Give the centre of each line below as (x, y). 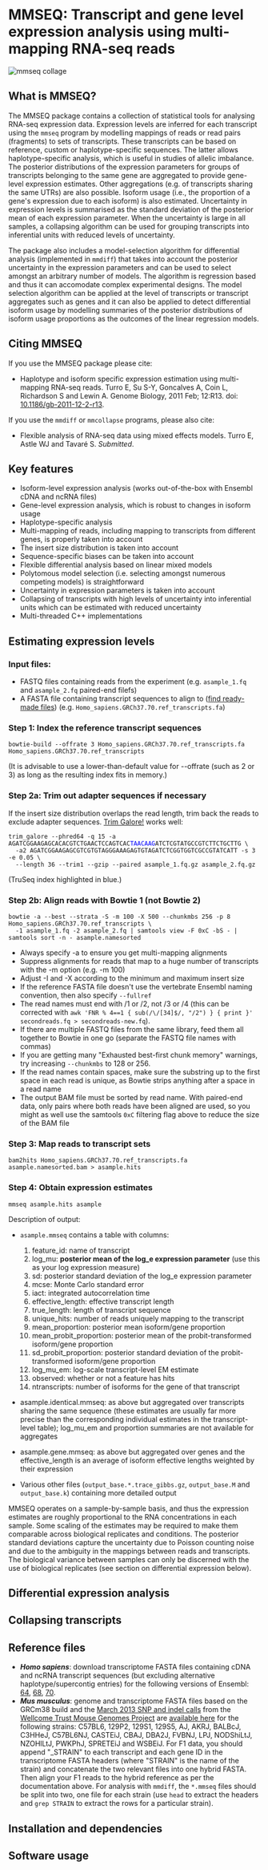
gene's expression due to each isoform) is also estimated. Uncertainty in (128, 200)
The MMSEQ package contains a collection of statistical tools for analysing (132, 115)
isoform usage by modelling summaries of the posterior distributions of (126, 310)
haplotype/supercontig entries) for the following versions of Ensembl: (134, 1684)
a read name (40, 1089)
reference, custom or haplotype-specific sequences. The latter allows (123, 149)
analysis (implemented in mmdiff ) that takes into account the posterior (123, 259)
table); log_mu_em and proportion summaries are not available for (146, 1427)
